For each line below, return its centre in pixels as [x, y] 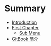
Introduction [24, 22]
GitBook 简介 [25, 39]
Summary [25, 9]
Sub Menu [30, 33]
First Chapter [25, 27]
